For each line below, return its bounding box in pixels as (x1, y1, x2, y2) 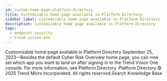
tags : (5, 26, 17, 31)
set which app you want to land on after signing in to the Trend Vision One (5, 59, 158, 65)
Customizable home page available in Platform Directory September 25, (5, 48, 153, 55)
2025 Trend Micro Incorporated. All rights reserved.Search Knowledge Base (5, 70, 162, 76)
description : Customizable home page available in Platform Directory (5, 21, 156, 26)
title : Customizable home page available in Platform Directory (5, 12, 142, 17)
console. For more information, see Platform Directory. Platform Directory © (5, 64, 162, 70)
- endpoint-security (10, 30, 53, 35)
